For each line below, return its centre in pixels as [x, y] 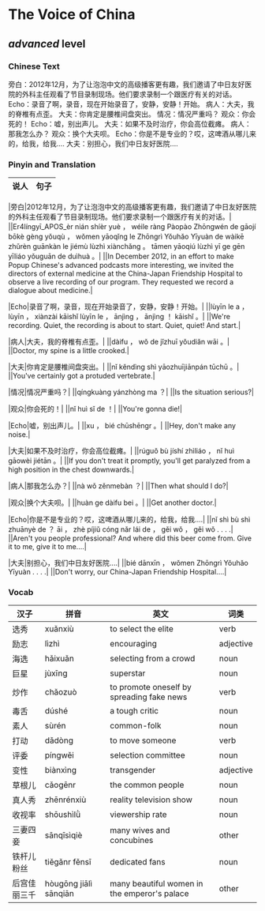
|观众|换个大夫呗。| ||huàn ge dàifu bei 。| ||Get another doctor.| [112, 503]
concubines [132, 841]
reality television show [151, 800]
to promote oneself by [151, 687]
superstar [128, 673]
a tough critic [134, 711]
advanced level [47, 44]
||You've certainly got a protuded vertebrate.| [82, 376]
